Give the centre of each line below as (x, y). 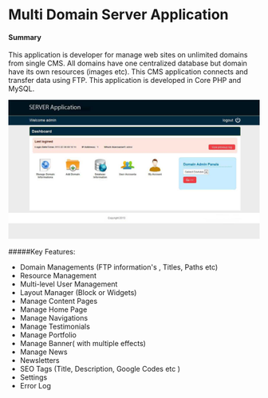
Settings (33, 377)
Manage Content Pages (59, 301)
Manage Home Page (53, 309)
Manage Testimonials (55, 327)
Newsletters (39, 361)
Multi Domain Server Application (118, 15)
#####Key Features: (42, 252)
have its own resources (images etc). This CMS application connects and (128, 72)
